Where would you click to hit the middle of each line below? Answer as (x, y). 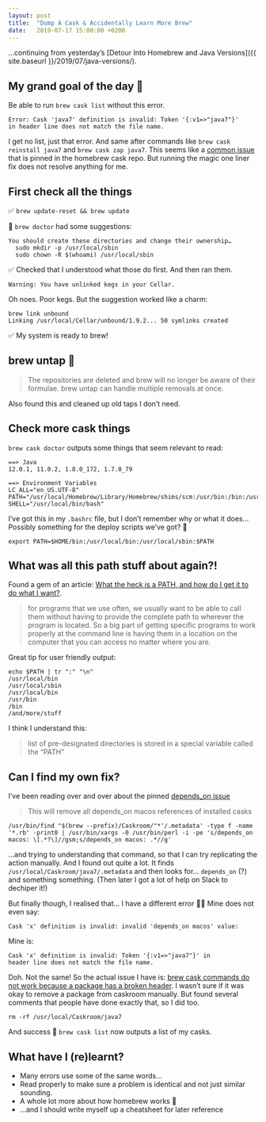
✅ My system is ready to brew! (58, 335)
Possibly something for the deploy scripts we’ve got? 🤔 (98, 527)
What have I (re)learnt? (66, 1057)
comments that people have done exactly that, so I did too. (104, 1002)
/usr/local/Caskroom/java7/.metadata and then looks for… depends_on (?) (128, 872)
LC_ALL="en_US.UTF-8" (44, 490)
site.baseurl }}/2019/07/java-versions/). (72, 61)
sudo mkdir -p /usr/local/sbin (67, 248)
